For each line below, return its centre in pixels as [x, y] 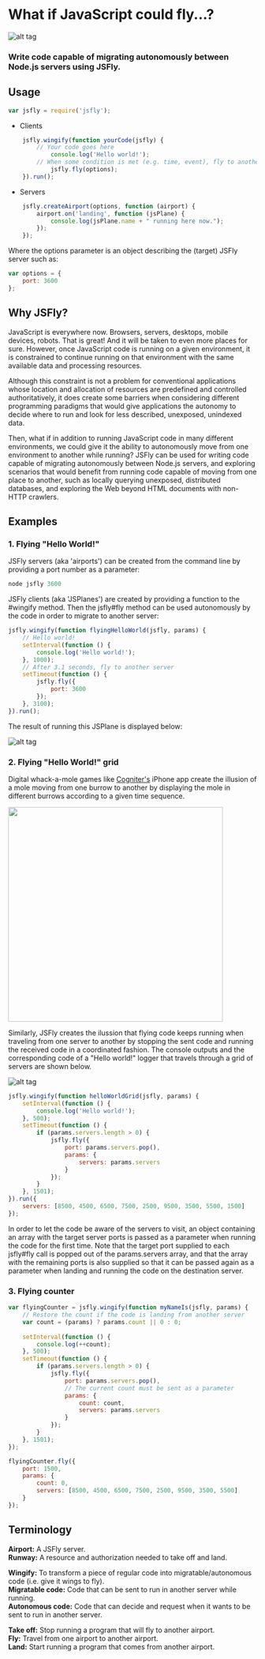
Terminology [40, 1530]
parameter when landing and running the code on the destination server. [126, 1271]
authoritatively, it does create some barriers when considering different [124, 397]
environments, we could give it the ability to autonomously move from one [129, 446]
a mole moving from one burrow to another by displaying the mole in [119, 787]
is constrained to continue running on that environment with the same [121, 357]
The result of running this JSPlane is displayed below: [95, 726]
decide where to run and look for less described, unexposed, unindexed [125, 414]
